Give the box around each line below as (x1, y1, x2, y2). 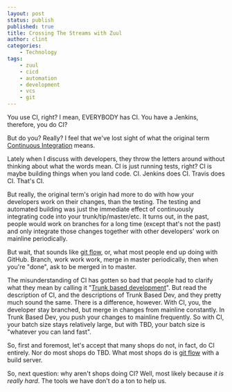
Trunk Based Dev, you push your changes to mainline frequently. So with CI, (7, 313, 224, 321)
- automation (19, 74, 57, 82)
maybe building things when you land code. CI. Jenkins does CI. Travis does (7, 169, 225, 178)
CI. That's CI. (7, 177, 45, 185)
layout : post (7, 10, 45, 17)
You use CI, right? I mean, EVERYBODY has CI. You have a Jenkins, (7, 113, 199, 121)
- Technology (19, 49, 57, 56)
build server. (7, 356, 43, 364)
